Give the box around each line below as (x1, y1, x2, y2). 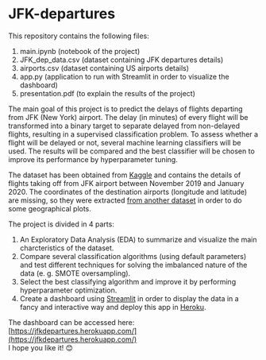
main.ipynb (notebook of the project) (19, 46, 141, 56)
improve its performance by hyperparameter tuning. (8, 154, 179, 164)
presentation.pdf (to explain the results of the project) (19, 88, 196, 98)
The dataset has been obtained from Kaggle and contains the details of (8, 170, 241, 180)
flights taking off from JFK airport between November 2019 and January (8, 178, 245, 188)
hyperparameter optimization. (19, 285, 118, 295)
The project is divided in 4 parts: (8, 219, 115, 229)
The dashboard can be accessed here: (8, 317, 135, 327)
